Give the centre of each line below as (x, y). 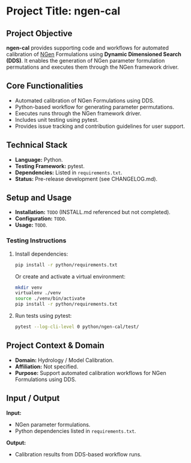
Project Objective (39, 33)
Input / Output (33, 398)
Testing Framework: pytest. (50, 166)
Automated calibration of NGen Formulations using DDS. (85, 100)
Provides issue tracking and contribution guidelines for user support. (100, 126)
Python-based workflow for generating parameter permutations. (95, 107)
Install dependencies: (41, 254)
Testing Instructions (36, 241)
